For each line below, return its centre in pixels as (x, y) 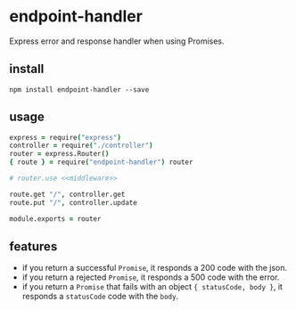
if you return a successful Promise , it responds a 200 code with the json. (155, 268)
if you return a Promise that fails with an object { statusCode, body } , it (152, 287)
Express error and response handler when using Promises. (117, 41)
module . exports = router (55, 219)
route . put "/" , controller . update (74, 202)
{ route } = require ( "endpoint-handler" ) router (101, 162)
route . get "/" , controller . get (67, 194)
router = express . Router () (59, 154)
